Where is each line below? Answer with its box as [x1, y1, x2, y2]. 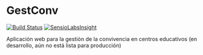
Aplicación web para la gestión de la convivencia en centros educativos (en [6, 35, 197, 42]
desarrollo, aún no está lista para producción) [6, 42, 121, 49]
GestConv [6, 4, 59, 18]
